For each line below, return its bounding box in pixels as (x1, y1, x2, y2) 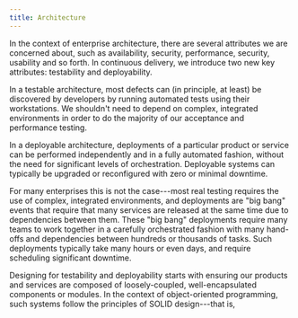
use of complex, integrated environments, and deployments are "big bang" (9, 195, 285, 206)
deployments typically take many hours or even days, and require (9, 243, 251, 253)
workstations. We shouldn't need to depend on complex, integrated (9, 102, 259, 113)
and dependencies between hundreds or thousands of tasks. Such (25, 233, 272, 243)
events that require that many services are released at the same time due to (9, 204, 289, 216)
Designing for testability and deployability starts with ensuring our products (9, 269, 288, 280)
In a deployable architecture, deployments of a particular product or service (9, 139, 290, 150)
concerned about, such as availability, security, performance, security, (9, 47, 270, 58)
